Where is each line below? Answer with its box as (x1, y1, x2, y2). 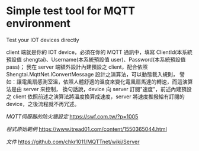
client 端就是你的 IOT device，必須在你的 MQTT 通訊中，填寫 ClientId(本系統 (6, 49, 192, 56)
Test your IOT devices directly (6, 36, 79, 43)
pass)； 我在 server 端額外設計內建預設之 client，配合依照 (6, 63, 148, 70)
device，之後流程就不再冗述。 (6, 100, 80, 107)
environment (6, 17, 71, 30)
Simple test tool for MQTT (6, 4, 135, 18)
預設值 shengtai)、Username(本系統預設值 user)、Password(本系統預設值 (6, 56, 186, 63)
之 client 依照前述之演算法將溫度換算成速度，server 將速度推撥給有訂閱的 (6, 93, 185, 100)
